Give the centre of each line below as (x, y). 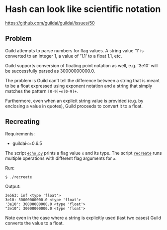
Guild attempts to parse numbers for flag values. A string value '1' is (75, 50)
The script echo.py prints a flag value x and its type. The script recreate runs (83, 153)
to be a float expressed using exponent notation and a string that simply (79, 86)
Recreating (23, 122)
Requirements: (20, 133)
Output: (13, 186)
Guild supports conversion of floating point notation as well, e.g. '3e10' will (82, 65)
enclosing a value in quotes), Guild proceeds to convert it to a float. (74, 106)
